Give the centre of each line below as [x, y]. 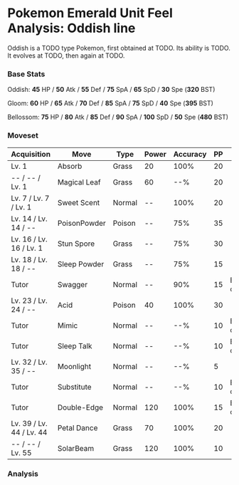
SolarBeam [76, 448]
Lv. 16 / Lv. [29, 239]
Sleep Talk [75, 345]
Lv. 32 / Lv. [29, 362]
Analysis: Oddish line [71, 28]
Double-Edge [80, 407]
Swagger [72, 284]
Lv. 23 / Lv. [29, 301]
